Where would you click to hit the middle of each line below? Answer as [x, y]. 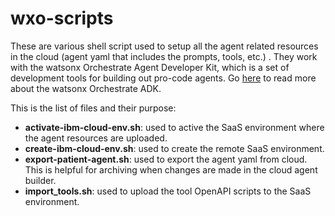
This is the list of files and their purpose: [93, 108]
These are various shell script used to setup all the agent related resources [164, 46]
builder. [40, 180]
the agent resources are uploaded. [96, 138]
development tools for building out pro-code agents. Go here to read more [163, 78]
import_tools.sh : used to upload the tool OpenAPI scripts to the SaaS [168, 191]
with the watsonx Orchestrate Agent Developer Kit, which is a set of [150, 67]
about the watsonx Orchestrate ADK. [86, 88]
